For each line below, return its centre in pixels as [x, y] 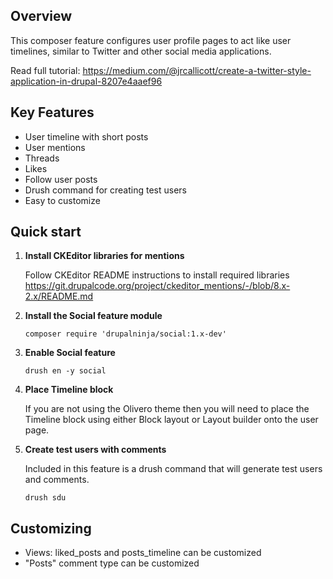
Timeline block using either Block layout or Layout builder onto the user [171, 420]
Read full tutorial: [45, 70]
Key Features [52, 112]
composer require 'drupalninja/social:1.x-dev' [125, 334]
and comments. [57, 480]
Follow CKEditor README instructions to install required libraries [157, 275]
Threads [42, 158]
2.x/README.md [59, 296]
